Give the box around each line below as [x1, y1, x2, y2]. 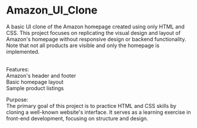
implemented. [6, 48, 40, 55]
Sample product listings [6, 84, 64, 91]
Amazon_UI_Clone [6, 4, 98, 17]
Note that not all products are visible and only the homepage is [6, 42, 160, 49]
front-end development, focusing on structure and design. [6, 114, 148, 122]
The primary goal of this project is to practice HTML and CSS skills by [6, 102, 177, 109]
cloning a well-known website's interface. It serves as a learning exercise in [6, 109, 191, 116]
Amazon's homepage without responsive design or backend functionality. [6, 35, 186, 42]
